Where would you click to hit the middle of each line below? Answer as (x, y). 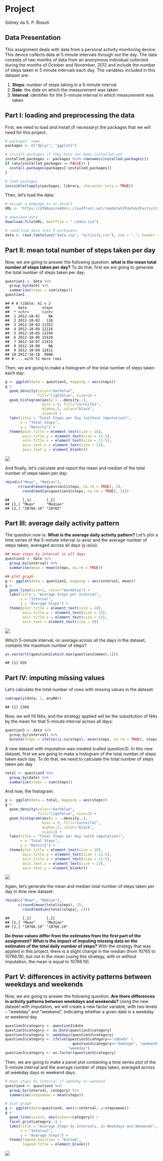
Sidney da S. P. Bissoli (27, 22)
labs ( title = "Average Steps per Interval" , (55, 595)
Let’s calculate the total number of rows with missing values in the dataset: (80, 690)
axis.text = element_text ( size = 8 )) (60, 622)
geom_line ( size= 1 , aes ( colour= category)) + (54, 1117)
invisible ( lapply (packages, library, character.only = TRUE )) (69, 186)
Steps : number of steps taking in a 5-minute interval (64, 85)
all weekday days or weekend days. (41, 1072)
